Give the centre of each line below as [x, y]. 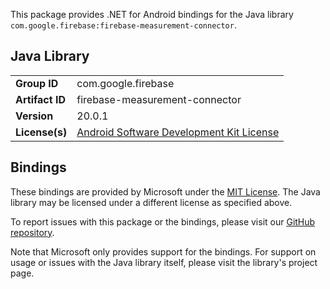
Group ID [37, 83]
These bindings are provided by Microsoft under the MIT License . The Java [165, 191]
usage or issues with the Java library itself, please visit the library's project [164, 262]
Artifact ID [40, 99]
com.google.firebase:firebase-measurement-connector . [123, 25]
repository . [32, 232]
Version [34, 116]
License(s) [41, 132]
